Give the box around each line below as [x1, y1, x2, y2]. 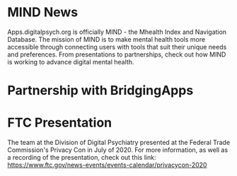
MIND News [7, 4, 79, 20]
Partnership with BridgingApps [7, 83, 194, 99]
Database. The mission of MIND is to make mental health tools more [7, 35, 206, 43]
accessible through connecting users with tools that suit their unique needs [7, 42, 227, 51]
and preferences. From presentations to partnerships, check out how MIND [7, 50, 226, 59]
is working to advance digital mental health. [7, 57, 134, 66]
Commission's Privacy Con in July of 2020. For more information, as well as [7, 146, 229, 154]
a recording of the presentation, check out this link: [7, 153, 156, 162]
